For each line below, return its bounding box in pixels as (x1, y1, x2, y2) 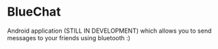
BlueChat (7, 4, 61, 20)
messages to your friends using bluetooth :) (7, 33, 131, 42)
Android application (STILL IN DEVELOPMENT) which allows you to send (7, 27, 212, 35)
